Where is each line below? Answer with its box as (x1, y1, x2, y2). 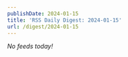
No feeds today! (7, 42, 53, 51)
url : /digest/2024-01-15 (7, 23, 79, 30)
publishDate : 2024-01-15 (7, 10, 79, 17)
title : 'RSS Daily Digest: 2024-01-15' (7, 17, 122, 24)
